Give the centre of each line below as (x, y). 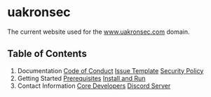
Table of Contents (47, 54)
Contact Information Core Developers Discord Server (94, 86)
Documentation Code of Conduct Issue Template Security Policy (110, 70)
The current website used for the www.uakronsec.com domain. (98, 32)
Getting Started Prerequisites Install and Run (81, 78)
